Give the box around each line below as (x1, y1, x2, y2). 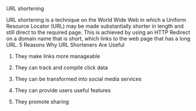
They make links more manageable (14, 53, 101, 59)
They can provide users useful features (14, 87, 111, 93)
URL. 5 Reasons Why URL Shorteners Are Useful (6, 41, 125, 48)
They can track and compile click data (14, 64, 108, 71)
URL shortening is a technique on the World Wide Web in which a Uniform (6, 16, 187, 23)
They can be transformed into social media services (14, 76, 142, 82)
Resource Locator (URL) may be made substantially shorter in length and (6, 23, 184, 29)
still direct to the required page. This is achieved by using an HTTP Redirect (6, 29, 191, 36)
